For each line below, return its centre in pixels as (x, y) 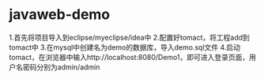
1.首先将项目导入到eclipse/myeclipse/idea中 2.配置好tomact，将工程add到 (129, 37)
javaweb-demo (60, 15)
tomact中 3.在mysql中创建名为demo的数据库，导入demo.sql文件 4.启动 (124, 47)
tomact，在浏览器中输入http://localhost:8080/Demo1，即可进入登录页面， (129, 57)
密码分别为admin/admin (61, 67)
